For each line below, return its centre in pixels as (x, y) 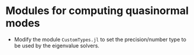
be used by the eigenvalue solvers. (57, 46)
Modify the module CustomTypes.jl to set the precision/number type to (100, 39)
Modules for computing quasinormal (97, 11)
